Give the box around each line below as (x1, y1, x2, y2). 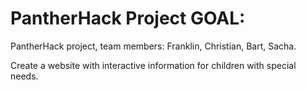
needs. (10, 70, 39, 82)
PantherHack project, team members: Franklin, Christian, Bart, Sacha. (10, 40, 297, 52)
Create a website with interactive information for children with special (10, 59, 297, 71)
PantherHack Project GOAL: (10, 7, 246, 30)
